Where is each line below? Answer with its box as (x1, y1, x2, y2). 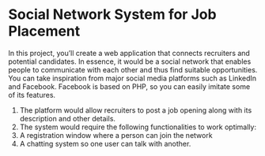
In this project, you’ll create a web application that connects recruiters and (8, 48, 251, 58)
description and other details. (19, 113, 116, 123)
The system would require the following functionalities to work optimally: (19, 122, 257, 132)
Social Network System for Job (8, 6, 217, 24)
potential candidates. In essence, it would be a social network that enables (8, 57, 252, 66)
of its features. (8, 90, 56, 99)
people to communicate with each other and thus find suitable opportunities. (8, 65, 258, 74)
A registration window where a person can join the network (19, 130, 213, 139)
